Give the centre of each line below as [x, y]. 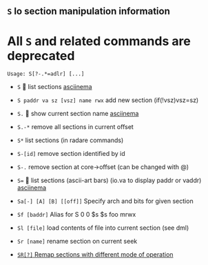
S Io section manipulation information [89, 11]
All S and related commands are [99, 41]
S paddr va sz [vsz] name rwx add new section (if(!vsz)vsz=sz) [108, 100]
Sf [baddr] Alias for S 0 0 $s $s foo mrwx [76, 215]
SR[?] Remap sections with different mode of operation [95, 255]
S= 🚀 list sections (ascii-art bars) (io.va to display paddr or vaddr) [109, 180]
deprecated [41, 56]
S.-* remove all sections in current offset [75, 127]
